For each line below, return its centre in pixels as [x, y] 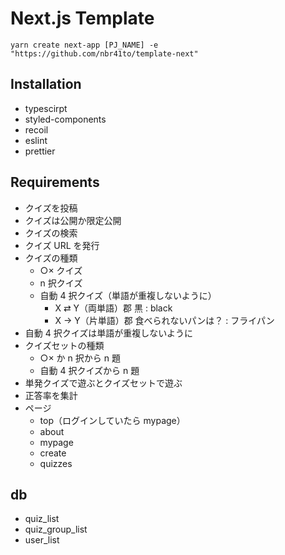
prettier [40, 151]
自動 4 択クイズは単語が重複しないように [109, 333]
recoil [36, 129]
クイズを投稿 [51, 208]
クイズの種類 [51, 258]
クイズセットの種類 [64, 345]
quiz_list [42, 519]
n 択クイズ [61, 283]
